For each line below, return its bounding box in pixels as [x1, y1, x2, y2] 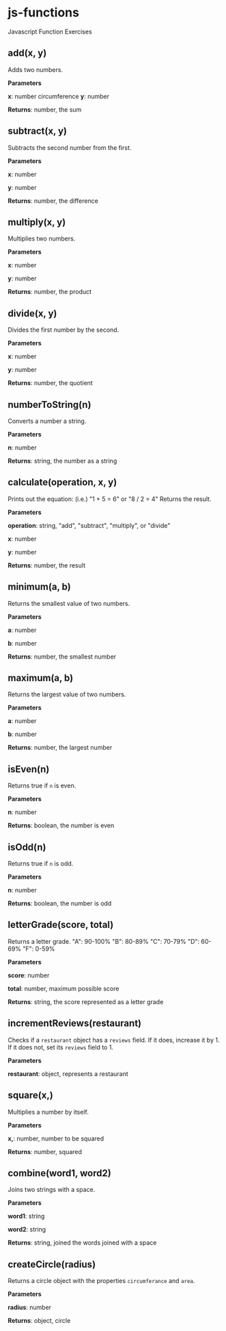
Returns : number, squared [8, 1147, 83, 1156]
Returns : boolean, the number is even [8, 821, 115, 830]
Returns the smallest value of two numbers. [8, 599, 130, 607]
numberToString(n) [8, 399, 91, 411]
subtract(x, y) [8, 125, 68, 137]
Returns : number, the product [8, 288, 91, 296]
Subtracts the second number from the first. [8, 143, 132, 151]
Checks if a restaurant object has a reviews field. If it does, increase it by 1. [8, 1036, 220, 1044]
